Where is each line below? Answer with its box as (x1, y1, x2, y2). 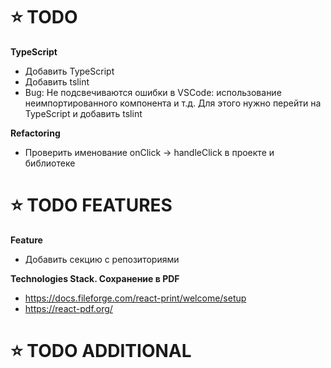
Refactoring (10, 127, 61, 139)
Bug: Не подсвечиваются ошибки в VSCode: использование (24, 86, 282, 98)
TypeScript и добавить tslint (24, 107, 143, 119)
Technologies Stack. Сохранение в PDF (10, 272, 180, 284)
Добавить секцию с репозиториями (24, 253, 180, 265)
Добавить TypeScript (24, 65, 115, 77)
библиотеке (24, 157, 76, 169)
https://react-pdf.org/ (24, 302, 113, 314)
